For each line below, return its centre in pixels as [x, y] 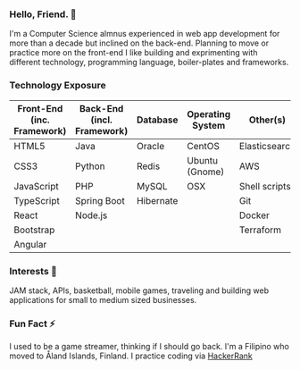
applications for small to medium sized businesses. [103, 299]
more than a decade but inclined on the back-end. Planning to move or [139, 43]
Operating [209, 114]
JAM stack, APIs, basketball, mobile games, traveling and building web [139, 290]
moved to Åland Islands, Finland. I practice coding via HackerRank [131, 356]
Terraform [261, 230]
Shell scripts [266, 186]
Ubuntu [203, 160]
